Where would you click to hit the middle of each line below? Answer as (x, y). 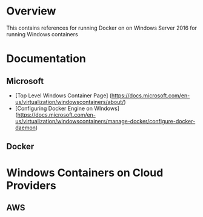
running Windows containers (42, 34)
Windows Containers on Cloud (85, 173)
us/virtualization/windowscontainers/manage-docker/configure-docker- (105, 121)
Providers (31, 185)
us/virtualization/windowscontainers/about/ (69, 102)
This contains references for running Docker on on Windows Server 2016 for (102, 28)
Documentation (46, 59)
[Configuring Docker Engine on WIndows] (67, 108)
